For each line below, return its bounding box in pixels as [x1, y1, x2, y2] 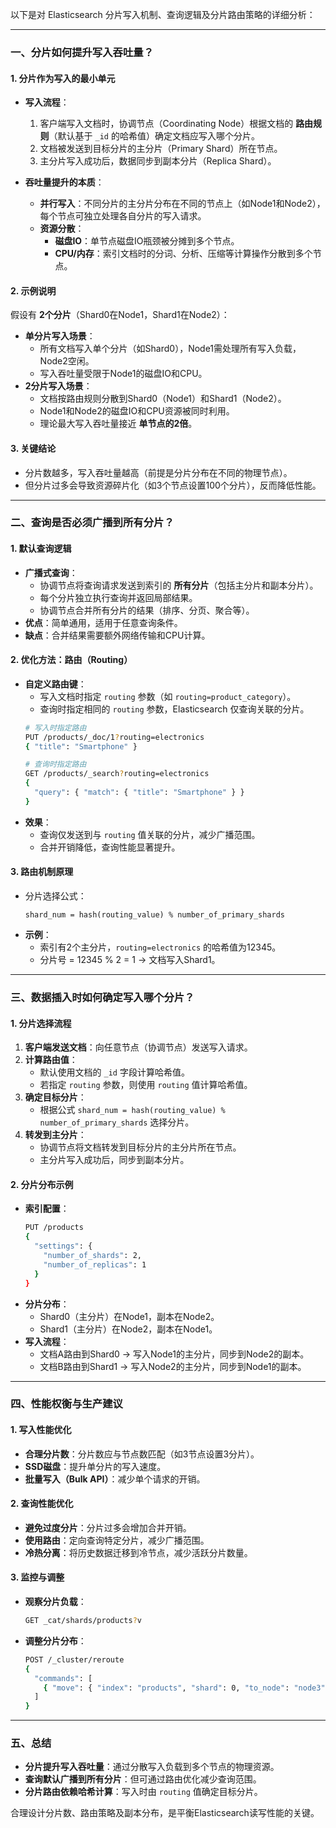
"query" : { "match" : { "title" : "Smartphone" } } [34, 788, 245, 798]
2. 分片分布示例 [10, 1178, 74, 1190]
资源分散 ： [39, 223, 85, 235]
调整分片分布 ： [24, 1634, 87, 1647]
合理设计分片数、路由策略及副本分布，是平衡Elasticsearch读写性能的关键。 [10, 1807, 320, 1819]
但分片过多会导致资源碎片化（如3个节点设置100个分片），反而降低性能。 [24, 479, 322, 491]
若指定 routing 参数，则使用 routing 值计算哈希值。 [39, 1079, 253, 1091]
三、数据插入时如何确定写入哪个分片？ [10, 990, 195, 1004]
